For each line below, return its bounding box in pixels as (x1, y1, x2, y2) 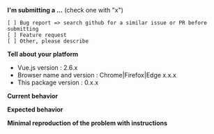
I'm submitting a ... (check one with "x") (7, 6, 124, 14)
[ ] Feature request (7, 31, 68, 38)
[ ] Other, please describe (7, 38, 89, 45)
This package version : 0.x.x (17, 78, 99, 87)
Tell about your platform (7, 50, 79, 58)
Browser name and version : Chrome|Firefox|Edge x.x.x (17, 71, 176, 79)
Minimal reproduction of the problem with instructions (7, 119, 168, 127)
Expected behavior (7, 105, 63, 114)
